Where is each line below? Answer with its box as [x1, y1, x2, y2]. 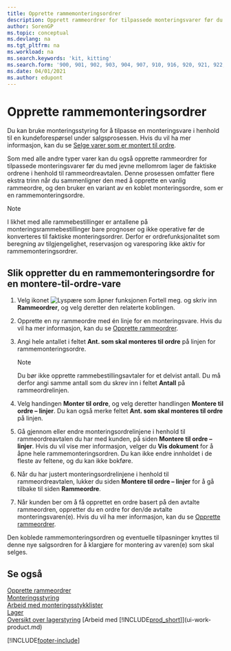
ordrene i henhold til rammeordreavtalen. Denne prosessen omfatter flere [7, 169, 215, 178]
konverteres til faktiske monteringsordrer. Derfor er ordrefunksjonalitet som [7, 232, 220, 241]
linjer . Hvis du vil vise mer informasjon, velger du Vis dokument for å [16, 442, 214, 451]
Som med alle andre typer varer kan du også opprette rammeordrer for [7, 154, 208, 163]
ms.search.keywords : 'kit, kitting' [7, 55, 112, 62]
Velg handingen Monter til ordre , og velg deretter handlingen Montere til [16, 400, 223, 408]
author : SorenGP [7, 23, 54, 30]
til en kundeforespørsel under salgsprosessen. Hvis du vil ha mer [7, 134, 191, 142]
